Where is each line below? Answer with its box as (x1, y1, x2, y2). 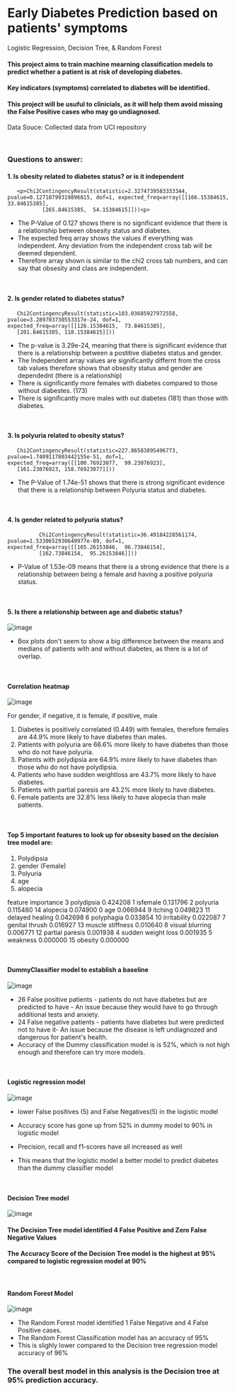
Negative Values (7, 1233, 57, 1242)
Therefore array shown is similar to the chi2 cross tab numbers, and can (17, 257, 229, 265)
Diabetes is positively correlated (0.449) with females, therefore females (17, 725, 229, 734)
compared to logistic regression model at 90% (7, 1257, 147, 1266)
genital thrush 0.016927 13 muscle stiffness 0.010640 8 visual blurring (7, 920, 212, 929)
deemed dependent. (17, 249, 77, 258)
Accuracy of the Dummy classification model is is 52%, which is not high (17, 1040, 230, 1049)
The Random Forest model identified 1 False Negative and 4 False (17, 1318, 209, 1327)
